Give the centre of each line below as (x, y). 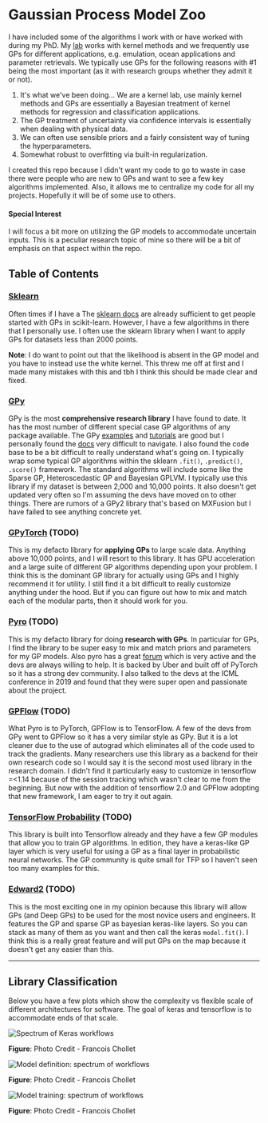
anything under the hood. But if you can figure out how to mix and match (128, 593)
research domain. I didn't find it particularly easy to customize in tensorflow (132, 771)
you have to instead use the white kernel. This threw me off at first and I (126, 363)
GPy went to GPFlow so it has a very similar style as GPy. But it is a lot (123, 737)
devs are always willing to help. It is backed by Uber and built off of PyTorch (133, 665)
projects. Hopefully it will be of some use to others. (92, 195)
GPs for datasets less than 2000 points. (73, 339)
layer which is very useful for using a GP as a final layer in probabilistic (124, 851)
